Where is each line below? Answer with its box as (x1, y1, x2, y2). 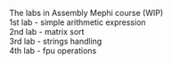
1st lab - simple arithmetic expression (9, 17, 146, 28)
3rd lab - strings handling (9, 36, 102, 46)
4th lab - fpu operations (9, 45, 97, 56)
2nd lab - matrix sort (9, 27, 85, 37)
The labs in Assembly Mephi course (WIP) (9, 8, 163, 18)
